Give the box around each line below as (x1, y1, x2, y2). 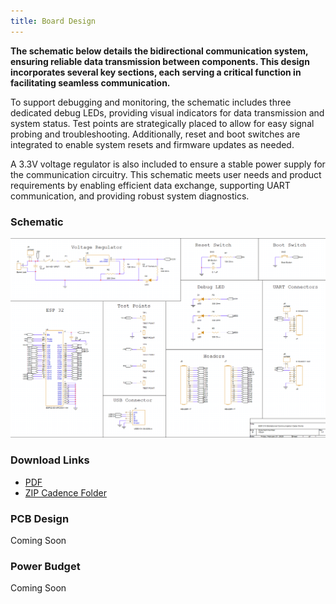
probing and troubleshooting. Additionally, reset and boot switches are (10, 128, 301, 140)
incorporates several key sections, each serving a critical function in (10, 66, 302, 78)
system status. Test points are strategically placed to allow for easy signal (10, 117, 315, 129)
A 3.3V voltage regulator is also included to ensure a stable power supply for (10, 158, 326, 170)
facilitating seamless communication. (10, 76, 171, 89)
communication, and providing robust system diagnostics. (10, 190, 250, 202)
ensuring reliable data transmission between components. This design (10, 55, 310, 67)
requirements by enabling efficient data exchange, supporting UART (10, 179, 291, 191)
